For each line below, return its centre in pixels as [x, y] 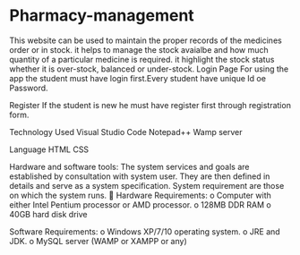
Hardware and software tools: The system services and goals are [129, 166]
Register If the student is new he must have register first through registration [150, 105]
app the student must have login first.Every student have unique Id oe [138, 78]
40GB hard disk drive [48, 214]
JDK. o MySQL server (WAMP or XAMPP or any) [99, 241]
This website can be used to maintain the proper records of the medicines [146, 40]
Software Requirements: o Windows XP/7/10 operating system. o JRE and [145, 231]
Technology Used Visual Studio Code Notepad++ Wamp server [126, 132]
